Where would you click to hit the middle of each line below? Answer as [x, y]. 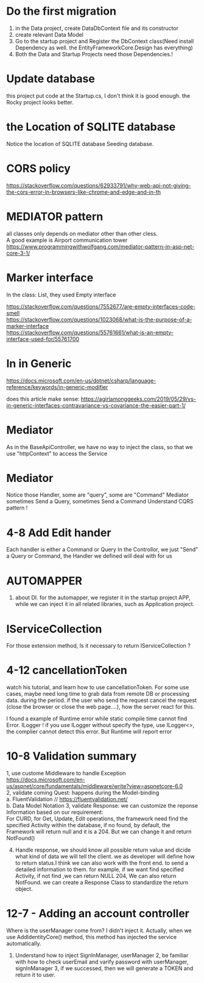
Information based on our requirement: [55, 812]
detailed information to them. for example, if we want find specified [99, 869]
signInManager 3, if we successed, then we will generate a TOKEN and [104, 968]
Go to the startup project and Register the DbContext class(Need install [104, 41]
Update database [51, 79]
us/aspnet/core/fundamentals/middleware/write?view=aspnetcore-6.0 [95, 786]
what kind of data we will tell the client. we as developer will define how [105, 857]
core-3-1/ [18, 253]
